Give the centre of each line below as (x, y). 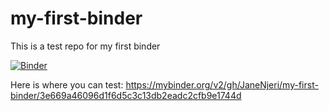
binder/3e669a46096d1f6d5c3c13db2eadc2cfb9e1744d (126, 95)
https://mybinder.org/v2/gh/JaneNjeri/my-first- (222, 84)
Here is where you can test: (67, 84)
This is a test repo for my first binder (85, 46)
